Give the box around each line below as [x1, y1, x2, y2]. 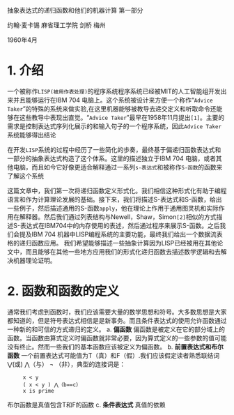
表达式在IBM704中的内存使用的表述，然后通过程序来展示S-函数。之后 [19, 221, 220, 229]
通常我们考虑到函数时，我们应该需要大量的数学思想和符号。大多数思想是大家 [7, 308, 227, 316]
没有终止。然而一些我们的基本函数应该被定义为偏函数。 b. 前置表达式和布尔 [7, 342, 224, 351]
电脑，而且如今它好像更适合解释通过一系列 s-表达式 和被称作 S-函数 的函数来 [13, 163, 223, 171]
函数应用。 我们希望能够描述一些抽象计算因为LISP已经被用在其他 [31, 239, 217, 247]
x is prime [22, 387, 54, 394]
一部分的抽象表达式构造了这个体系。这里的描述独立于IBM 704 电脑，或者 [7, 154, 217, 163]
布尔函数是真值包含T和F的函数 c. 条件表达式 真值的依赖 [7, 400, 166, 409]
